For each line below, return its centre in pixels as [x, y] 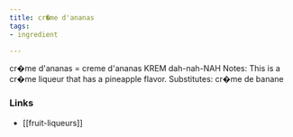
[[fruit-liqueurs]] [52, 123]
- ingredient [34, 34]
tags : [19, 26]
